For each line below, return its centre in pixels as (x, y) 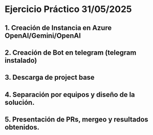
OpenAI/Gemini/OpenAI (43, 35)
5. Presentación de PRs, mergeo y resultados (76, 120)
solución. (20, 102)
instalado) (21, 60)
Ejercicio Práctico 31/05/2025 (68, 9)
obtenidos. (22, 127)
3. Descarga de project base (50, 78)
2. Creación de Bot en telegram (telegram (70, 52)
